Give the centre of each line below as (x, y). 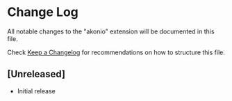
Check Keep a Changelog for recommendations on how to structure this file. (116, 52)
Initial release (36, 91)
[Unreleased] (36, 74)
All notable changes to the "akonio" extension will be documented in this (111, 31)
